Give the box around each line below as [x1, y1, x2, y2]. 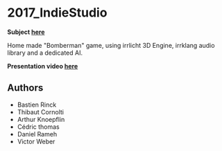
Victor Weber [17, 137, 55, 145]
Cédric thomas [17, 123, 60, 131]
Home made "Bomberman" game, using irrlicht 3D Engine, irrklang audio [7, 41, 215, 49]
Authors [7, 82, 44, 94]
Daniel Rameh [17, 130, 58, 138]
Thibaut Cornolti [17, 107, 65, 116]
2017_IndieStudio [7, 5, 108, 21]
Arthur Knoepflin [17, 115, 65, 123]
